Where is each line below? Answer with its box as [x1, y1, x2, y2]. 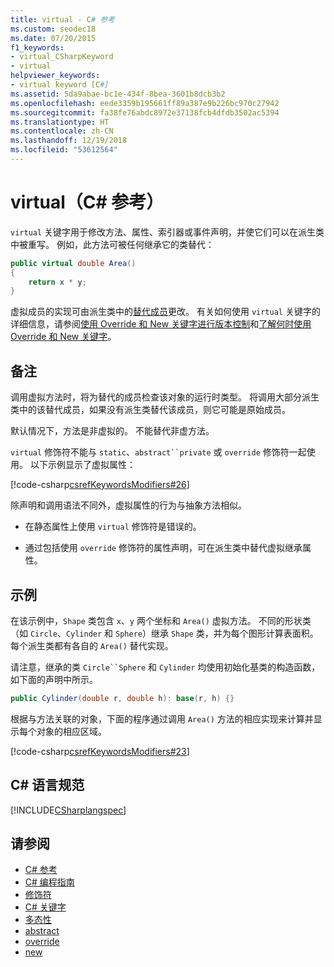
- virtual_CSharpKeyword [10, 52, 114, 62]
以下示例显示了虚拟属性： [29, 459, 136, 471]
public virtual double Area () [10, 258, 137, 268]
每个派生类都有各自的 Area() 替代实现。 [10, 639, 174, 651]
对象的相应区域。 [36, 725, 107, 737]
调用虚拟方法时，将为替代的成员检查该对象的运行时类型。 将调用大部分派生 [10, 391, 320, 403]
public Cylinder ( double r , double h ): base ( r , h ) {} [10, 693, 235, 703]
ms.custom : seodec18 [10, 24, 97, 34]
